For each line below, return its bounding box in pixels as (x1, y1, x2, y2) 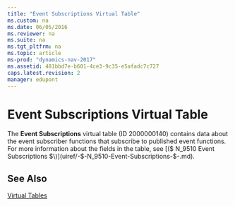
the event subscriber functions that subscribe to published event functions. (7, 137, 227, 145)
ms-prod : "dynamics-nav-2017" (7, 56, 97, 63)
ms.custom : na (7, 17, 49, 24)
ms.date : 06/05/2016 (7, 23, 68, 30)
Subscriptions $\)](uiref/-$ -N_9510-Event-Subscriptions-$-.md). (7, 152, 195, 161)
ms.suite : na (7, 37, 46, 44)
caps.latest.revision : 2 (7, 69, 80, 76)
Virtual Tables (7, 191, 47, 200)
